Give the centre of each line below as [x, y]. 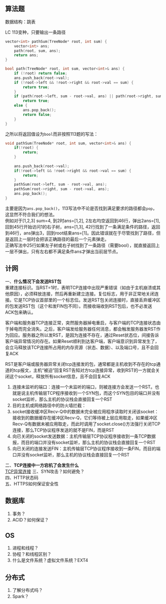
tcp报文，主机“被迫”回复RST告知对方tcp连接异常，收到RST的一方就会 [84, 370]
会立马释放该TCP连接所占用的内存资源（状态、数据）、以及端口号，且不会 [80, 347]
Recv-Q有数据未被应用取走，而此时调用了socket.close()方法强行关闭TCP [86, 424]
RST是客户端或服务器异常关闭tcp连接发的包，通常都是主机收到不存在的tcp [81, 364]
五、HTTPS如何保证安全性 [32, 484]
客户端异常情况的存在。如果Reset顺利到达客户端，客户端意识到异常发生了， [82, 341]
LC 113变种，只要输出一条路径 [35, 32]
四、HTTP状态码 [22, 477]
